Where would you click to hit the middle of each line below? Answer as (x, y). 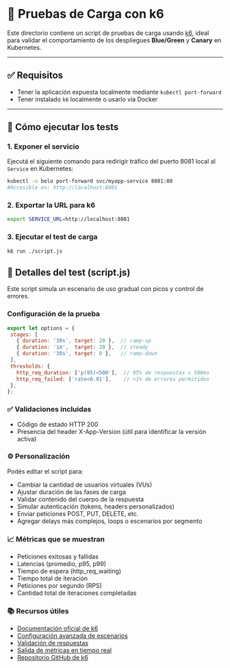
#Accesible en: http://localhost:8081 (62, 188)
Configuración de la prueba (54, 314)
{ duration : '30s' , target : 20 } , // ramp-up (84, 341)
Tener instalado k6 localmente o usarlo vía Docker (87, 99)
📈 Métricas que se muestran (56, 539)
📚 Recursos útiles (38, 611)
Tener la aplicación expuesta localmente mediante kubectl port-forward (119, 92)
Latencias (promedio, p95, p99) (62, 564)
